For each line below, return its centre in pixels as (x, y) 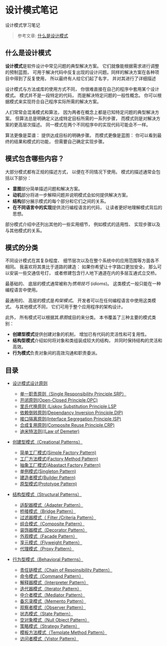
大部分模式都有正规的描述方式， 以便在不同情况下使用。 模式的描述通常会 (81, 172)
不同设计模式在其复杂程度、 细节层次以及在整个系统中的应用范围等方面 (78, 261)
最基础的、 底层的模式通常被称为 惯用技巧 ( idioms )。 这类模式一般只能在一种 (83, 284)
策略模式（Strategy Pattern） (50, 626)
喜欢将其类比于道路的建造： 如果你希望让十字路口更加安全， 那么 (90, 267)
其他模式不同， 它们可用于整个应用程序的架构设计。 (72, 307)
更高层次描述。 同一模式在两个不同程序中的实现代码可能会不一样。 (82, 124)
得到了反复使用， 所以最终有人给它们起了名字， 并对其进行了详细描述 (85, 78)
